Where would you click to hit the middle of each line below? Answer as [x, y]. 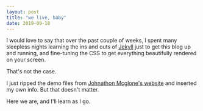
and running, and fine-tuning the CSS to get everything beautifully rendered [101, 53]
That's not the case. [31, 72]
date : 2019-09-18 [28, 23]
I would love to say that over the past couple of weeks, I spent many [92, 41]
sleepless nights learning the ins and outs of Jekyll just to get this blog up [98, 47]
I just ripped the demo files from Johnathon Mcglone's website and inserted [101, 83]
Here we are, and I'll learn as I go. [48, 101]
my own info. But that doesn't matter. [53, 90]
